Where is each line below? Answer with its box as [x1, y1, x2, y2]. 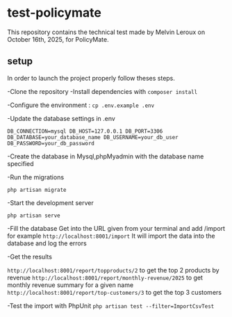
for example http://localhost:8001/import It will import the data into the [7, 231, 215, 240]
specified [7, 159, 34, 168]
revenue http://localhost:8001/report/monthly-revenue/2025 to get [7, 273, 204, 282]
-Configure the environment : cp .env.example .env [7, 101, 155, 109]
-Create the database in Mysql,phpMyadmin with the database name [7, 152, 204, 161]
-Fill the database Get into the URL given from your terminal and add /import [7, 224, 226, 232]
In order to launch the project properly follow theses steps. [7, 74, 176, 82]
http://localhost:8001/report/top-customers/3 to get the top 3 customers [7, 288, 222, 296]
